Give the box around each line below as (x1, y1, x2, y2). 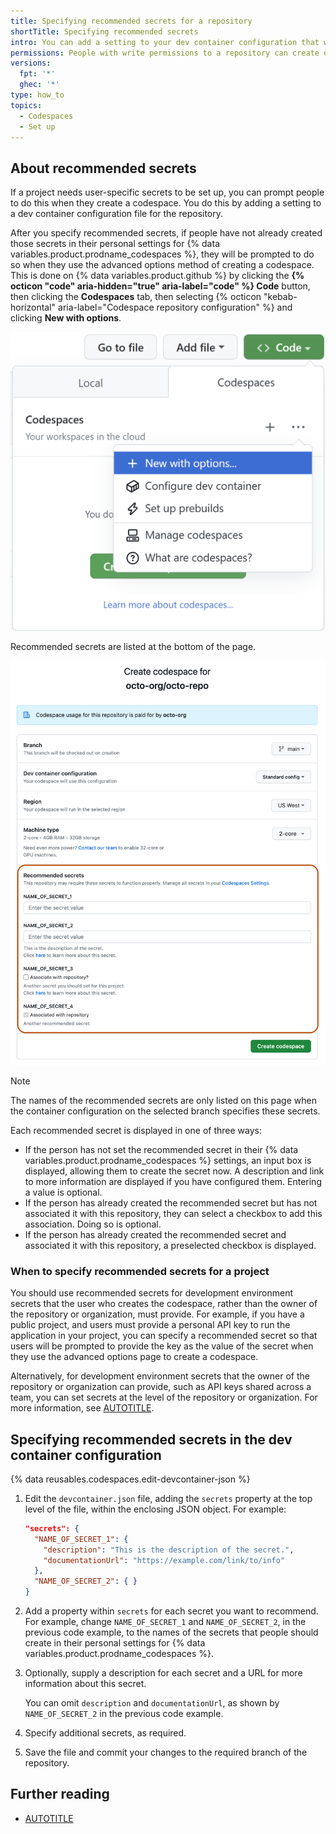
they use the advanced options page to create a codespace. (10, 1351, 259, 1363)
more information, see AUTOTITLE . (10, 1402, 155, 1414)
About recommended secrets (10, 160, 197, 177)
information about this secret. (24, 1678, 147, 1690)
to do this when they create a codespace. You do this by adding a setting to (10, 197, 322, 209)
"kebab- (263, 291, 298, 303)
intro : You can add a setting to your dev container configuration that (10, 37, 320, 47)
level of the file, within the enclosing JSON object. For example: (24, 1503, 287, 1515)
